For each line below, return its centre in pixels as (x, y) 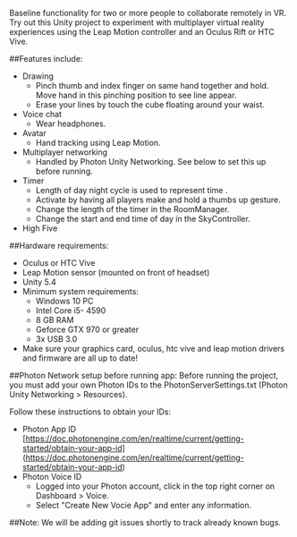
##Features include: (46, 59)
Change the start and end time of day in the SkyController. (143, 219)
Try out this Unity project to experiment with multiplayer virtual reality (137, 22)
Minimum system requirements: (80, 291)
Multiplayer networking (65, 152)
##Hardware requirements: (59, 246)
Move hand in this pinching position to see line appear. (136, 95)
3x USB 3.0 (56, 339)
